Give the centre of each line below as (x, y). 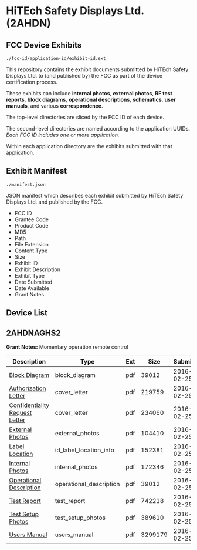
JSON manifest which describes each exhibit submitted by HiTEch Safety (95, 195)
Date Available (32, 288)
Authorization (28, 388)
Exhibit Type (30, 275)
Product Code (31, 225)
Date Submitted (33, 282)
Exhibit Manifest (37, 171)
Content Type (31, 251)
